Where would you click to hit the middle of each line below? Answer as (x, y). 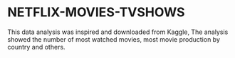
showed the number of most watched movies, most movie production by (114, 39)
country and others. (36, 47)
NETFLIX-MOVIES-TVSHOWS (96, 12)
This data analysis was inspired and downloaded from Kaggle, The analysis (118, 32)
